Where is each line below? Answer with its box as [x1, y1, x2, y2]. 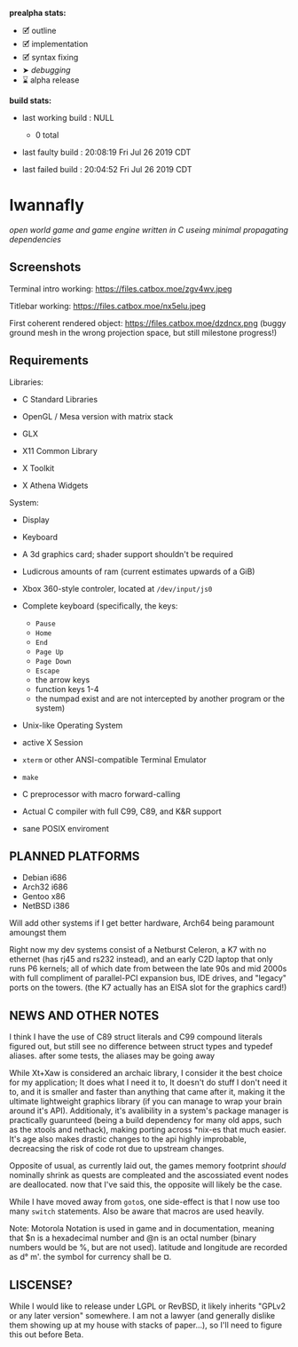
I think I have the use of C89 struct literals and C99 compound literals [9, 1032, 263, 1042]
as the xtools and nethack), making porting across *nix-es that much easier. [9, 1124, 286, 1136]
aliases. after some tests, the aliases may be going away [9, 1050, 216, 1061]
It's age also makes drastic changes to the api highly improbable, [9, 1134, 247, 1144]
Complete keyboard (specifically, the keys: [21, 600, 178, 611]
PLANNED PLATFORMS [9, 849, 140, 864]
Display [21, 514, 51, 525]
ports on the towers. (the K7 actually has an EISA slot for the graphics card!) [9, 982, 287, 993]
